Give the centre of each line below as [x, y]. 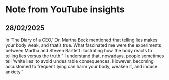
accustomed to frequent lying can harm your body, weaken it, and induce [81, 67]
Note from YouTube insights [65, 9]
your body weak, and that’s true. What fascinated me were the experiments [83, 45]
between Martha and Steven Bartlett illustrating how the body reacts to [79, 51]
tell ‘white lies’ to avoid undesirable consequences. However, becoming [79, 61]
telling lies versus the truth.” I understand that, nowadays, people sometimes [85, 56]
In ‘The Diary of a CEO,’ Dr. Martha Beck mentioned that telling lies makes [81, 40]
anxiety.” [14, 72]
